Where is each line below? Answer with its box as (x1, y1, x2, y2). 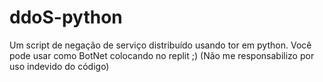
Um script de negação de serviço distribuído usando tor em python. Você (9, 39, 312, 51)
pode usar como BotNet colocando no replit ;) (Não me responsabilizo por (9, 49, 315, 61)
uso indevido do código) (9, 60, 110, 72)
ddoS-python (9, 6, 123, 29)
